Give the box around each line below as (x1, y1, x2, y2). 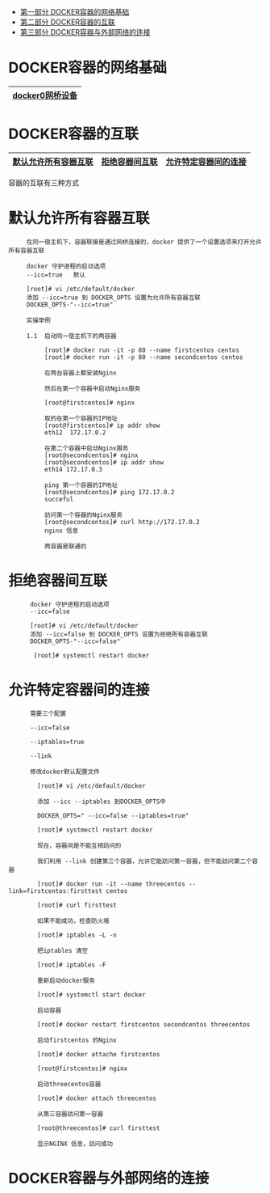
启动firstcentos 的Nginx (37, 1036, 117, 1044)
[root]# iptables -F (37, 961, 106, 969)
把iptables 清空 (37, 946, 89, 954)
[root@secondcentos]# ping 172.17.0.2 (44, 488, 175, 496)
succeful (44, 495, 74, 503)
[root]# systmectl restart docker (37, 826, 153, 834)
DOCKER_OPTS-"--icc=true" (26, 300, 114, 309)
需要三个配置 (29, 709, 67, 717)
